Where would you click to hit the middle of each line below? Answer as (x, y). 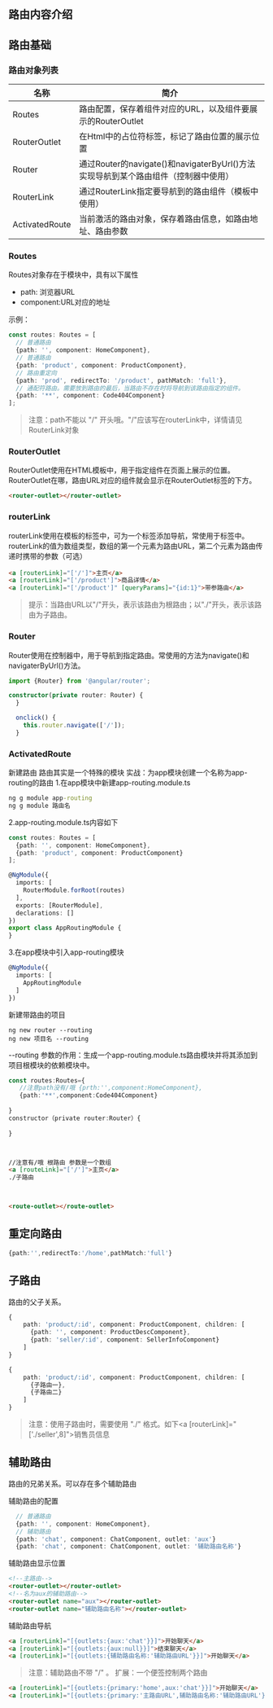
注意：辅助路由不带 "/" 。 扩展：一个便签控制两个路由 (118, 1673)
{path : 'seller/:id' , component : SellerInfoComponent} (125, 1340)
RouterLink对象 (54, 430)
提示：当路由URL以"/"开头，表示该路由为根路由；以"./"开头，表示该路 (145, 604)
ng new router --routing (50, 1030)
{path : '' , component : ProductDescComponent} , (110, 1333)
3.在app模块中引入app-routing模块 (66, 952)
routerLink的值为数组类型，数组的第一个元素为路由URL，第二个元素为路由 (132, 546)
